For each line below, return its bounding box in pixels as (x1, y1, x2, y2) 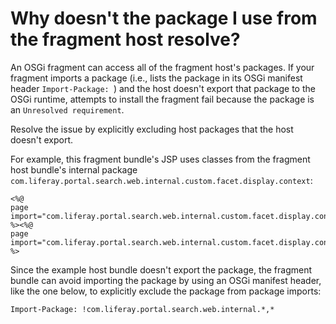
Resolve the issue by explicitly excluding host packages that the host (10, 123, 294, 135)
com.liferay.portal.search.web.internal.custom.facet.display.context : (10, 174, 313, 186)
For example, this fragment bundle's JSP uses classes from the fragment (10, 153, 311, 165)
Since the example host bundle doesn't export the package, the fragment (10, 263, 313, 276)
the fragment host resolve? (10, 28, 241, 51)
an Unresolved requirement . (10, 103, 125, 116)
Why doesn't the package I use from (10, 7, 318, 30)
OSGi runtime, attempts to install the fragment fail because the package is (10, 93, 315, 105)
